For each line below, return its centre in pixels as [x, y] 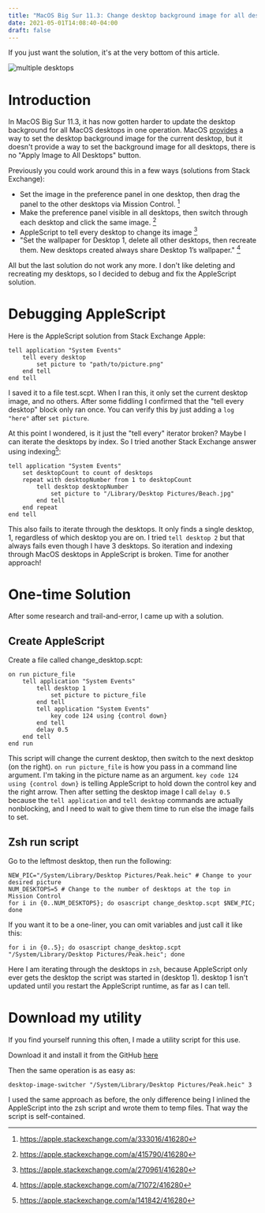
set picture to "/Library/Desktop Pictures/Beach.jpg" [142, 493]
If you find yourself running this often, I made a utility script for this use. [124, 1040]
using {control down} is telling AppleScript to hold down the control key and [132, 784]
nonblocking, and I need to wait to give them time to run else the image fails [131, 809]
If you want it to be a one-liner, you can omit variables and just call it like [125, 925]
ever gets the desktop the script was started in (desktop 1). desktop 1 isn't [128, 978]
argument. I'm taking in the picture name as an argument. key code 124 [123, 775]
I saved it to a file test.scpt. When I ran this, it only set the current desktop [128, 393]
